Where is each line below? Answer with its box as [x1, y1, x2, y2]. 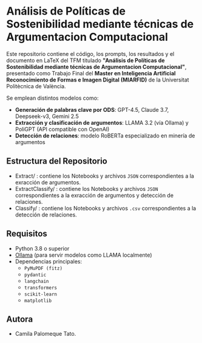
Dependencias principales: [15, 257, 82, 265]
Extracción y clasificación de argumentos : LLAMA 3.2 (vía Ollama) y [15, 119, 189, 126]
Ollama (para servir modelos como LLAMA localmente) [15, 251, 153, 258]
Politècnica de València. [6, 82, 66, 89]
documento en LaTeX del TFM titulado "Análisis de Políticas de [6, 57, 165, 64]
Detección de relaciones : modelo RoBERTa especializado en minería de [15, 132, 195, 139]
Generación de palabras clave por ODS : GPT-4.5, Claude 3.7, [15, 106, 169, 113]
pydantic [24, 272, 47, 278]
